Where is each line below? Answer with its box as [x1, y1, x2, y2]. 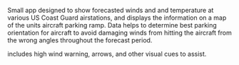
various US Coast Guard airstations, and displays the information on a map [7, 13, 227, 22]
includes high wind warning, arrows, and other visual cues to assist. [7, 49, 207, 58]
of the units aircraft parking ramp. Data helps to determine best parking [7, 21, 218, 29]
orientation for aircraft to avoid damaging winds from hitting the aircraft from [7, 28, 232, 37]
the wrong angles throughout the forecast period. [7, 36, 153, 45]
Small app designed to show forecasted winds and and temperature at [7, 6, 214, 14]
